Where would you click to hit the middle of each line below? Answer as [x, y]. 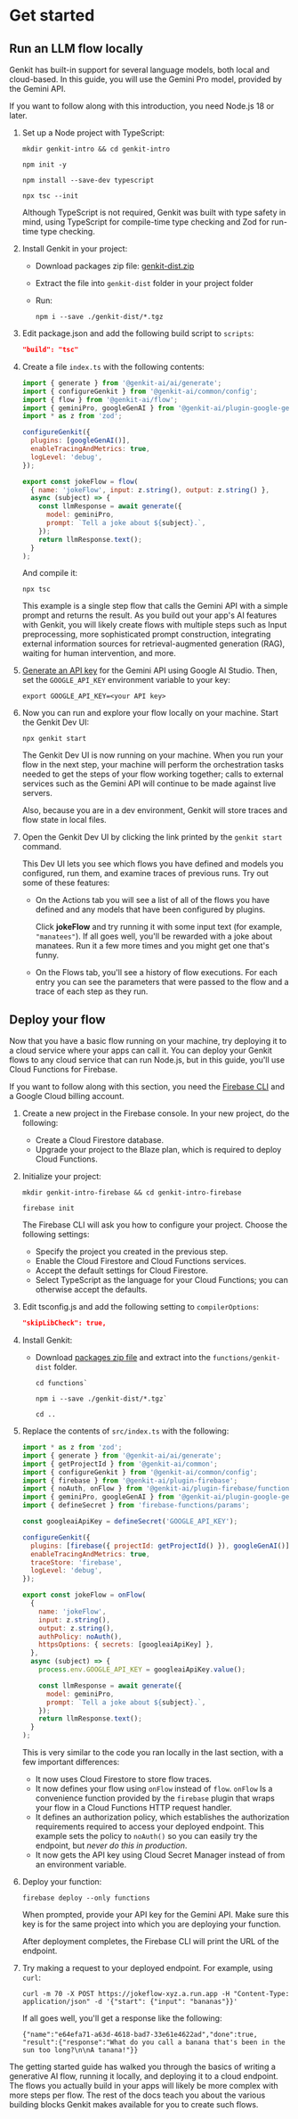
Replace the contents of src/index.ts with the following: [125, 1431]
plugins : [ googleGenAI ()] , [81, 441]
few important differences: [71, 1762]
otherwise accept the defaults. [92, 1290]
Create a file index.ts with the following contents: [113, 366]
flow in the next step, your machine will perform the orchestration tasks [153, 765]
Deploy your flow [57, 1019]
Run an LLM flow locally [77, 49]
